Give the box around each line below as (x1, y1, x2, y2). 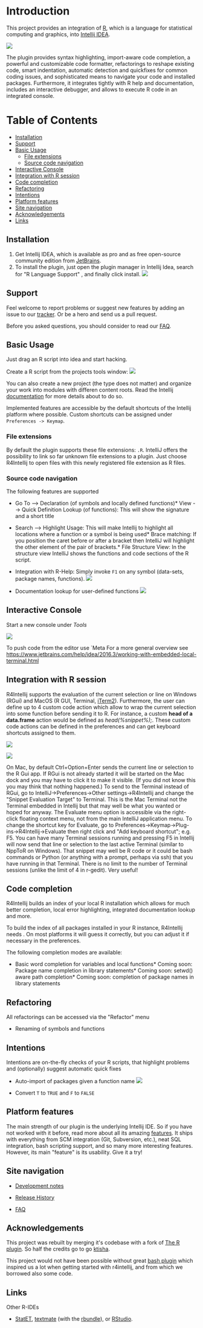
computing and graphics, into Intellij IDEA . (6, 30, 111, 37)
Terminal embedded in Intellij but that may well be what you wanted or (6, 802, 181, 809)
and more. (6, 913, 32, 920)
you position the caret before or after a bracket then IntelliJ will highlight (14, 537, 195, 544)
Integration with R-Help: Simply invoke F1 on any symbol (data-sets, (14, 568, 184, 575)
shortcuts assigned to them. (6, 729, 76, 736)
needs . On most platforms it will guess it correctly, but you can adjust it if (6, 931, 189, 938)
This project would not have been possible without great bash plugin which (6, 1257, 193, 1265)
